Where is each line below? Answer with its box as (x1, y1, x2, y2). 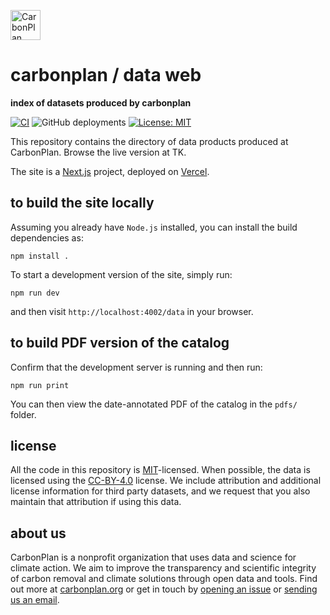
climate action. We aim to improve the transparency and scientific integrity (10, 562, 317, 574)
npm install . (10, 251, 70, 261)
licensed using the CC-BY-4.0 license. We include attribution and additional (10, 475, 322, 487)
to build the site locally (10, 195, 155, 212)
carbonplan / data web (10, 64, 202, 87)
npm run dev (10, 288, 60, 298)
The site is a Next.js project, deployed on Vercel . (10, 165, 210, 177)
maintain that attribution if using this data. (10, 496, 182, 508)
